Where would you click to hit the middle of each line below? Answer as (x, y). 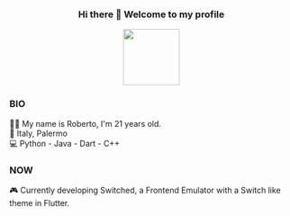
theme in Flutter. (40, 202)
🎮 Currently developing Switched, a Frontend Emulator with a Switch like (145, 190)
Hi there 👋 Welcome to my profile (151, 14)
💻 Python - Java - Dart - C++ (64, 143)
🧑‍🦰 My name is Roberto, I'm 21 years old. (86, 123)
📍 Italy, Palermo (38, 133)
